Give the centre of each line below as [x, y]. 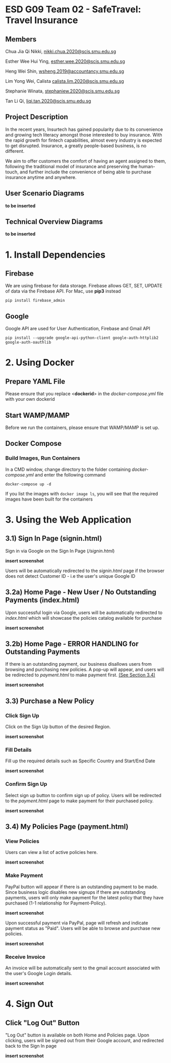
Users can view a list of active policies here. [52, 852]
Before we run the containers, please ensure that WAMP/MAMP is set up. [82, 427]
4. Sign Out [29, 1004]
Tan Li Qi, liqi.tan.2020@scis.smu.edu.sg [48, 101]
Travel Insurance [42, 20]
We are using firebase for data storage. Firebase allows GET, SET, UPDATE [84, 286]
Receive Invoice [26, 957]
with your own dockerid [30, 399]
